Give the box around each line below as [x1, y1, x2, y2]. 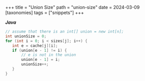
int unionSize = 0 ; [5, 34, 47, 39]
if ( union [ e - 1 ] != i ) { [12, 48, 67, 53]
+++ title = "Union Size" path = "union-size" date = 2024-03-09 [5, 5, 140, 10]
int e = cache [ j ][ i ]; [12, 43, 58, 48]
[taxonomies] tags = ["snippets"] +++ [5, 10, 84, 16]
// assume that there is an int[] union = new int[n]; [5, 29, 124, 34]
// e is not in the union [21, 52, 76, 57]
